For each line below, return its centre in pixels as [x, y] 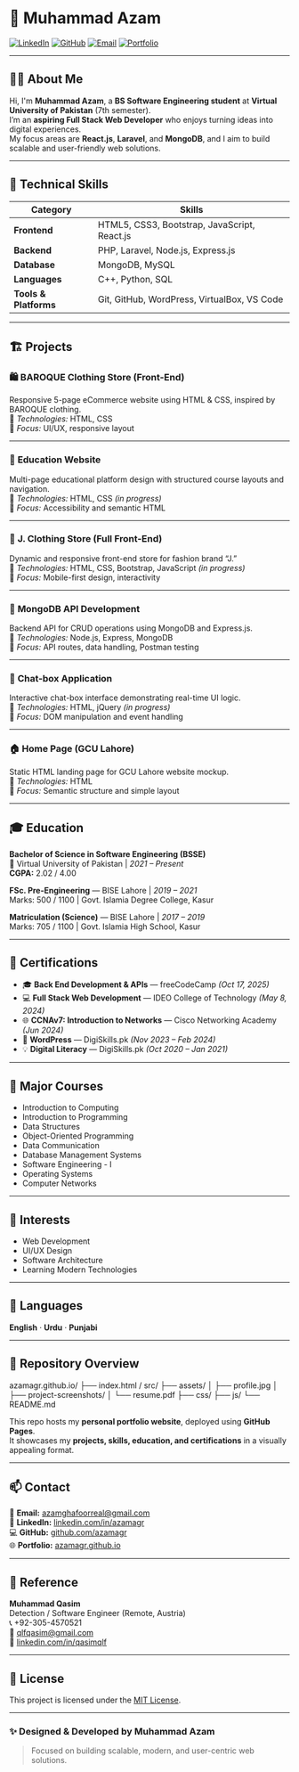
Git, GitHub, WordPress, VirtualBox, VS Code [190, 299]
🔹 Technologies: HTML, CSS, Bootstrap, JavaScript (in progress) [127, 568]
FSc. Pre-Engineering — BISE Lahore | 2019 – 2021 [103, 890]
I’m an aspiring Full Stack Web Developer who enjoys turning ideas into [141, 119]
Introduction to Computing [70, 1107]
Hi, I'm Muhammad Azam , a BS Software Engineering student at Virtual [143, 101]
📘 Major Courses [57, 1086]
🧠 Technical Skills [59, 185]
